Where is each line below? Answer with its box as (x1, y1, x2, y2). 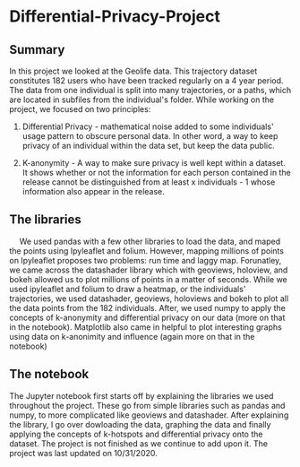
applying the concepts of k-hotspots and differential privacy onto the (9, 428, 263, 439)
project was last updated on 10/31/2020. (9, 447, 159, 458)
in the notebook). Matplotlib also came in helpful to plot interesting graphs (9, 321, 282, 333)
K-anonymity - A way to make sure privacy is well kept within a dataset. (21, 158, 287, 168)
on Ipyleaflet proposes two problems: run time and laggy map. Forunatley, (9, 255, 282, 265)
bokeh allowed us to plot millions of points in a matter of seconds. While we (9, 273, 288, 284)
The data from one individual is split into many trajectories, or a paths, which (9, 85, 292, 95)
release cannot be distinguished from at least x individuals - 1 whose (21, 177, 276, 187)
